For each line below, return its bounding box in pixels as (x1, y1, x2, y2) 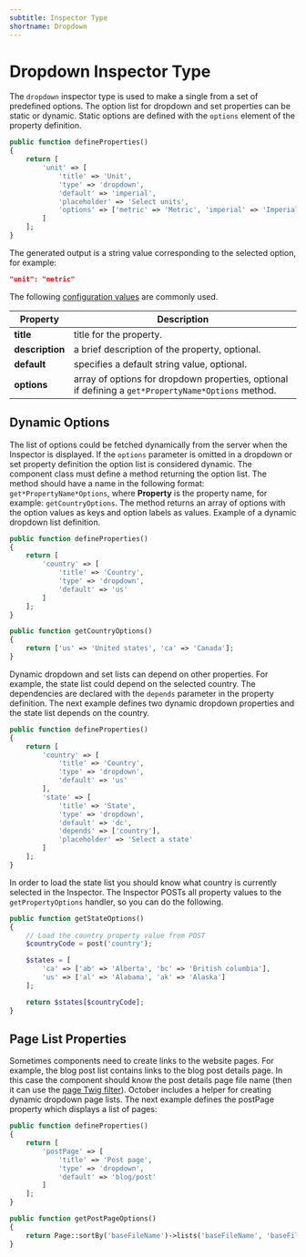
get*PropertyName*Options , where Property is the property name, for (9, 487, 268, 498)
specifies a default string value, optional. (73, 357, 248, 370)
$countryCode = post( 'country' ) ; (25, 939, 153, 948)
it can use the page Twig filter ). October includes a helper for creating (9, 1085, 271, 1096)
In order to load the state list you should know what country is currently (9, 876, 278, 888)
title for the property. (73, 328, 162, 341)
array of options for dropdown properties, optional (73, 373, 289, 385)
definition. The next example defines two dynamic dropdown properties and (9, 698, 295, 709)
